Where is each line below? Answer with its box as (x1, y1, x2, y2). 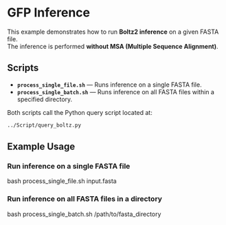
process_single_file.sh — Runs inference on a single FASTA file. (16, 81, 202, 89)
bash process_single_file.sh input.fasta (7, 177, 117, 185)
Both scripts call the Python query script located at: (7, 108, 152, 116)
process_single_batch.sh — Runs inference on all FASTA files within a (16, 87, 215, 96)
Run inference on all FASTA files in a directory (7, 194, 163, 204)
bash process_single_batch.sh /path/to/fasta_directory (7, 210, 161, 218)
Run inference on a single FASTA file (7, 161, 131, 171)
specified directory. (16, 95, 73, 103)
